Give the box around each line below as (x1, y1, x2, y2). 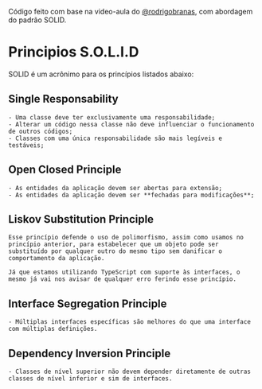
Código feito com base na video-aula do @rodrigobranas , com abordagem (8, 7, 253, 16)
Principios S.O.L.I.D (8, 43, 139, 61)
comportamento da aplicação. (8, 255, 105, 263)
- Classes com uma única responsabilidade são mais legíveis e (8, 134, 223, 142)
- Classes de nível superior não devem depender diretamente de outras (8, 368, 251, 375)
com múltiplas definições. (8, 325, 98, 333)
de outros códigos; (8, 127, 73, 135)
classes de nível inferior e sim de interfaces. (8, 375, 173, 383)
